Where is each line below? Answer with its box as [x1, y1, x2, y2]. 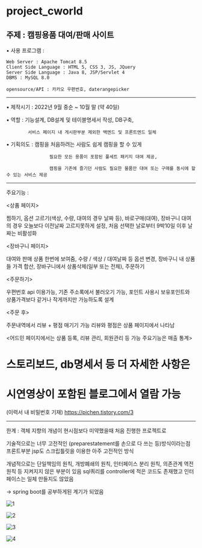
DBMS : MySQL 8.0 [6, 75, 50, 81]
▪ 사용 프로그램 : [6, 47, 45, 54]
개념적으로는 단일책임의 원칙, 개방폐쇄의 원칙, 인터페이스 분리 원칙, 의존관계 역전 [6, 460, 194, 468]
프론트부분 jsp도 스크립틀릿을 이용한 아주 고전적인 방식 [6, 447, 134, 455]
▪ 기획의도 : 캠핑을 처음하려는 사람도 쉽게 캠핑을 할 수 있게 [6, 140, 142, 148]
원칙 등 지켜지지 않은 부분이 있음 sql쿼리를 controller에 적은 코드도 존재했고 [6, 468, 183, 475]
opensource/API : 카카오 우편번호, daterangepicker [6, 86, 130, 92]
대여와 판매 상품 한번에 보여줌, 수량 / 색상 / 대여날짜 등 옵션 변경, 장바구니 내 [6, 255, 185, 262]
